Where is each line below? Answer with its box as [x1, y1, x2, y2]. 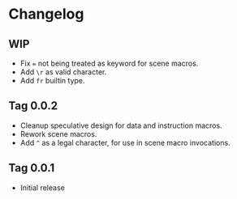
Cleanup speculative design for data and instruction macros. [19, 121, 222, 130]
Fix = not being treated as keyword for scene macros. [19, 58, 199, 68]
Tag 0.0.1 [8, 161, 55, 175]
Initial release [19, 183, 65, 193]
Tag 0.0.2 [8, 99, 58, 113]
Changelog [8, 5, 84, 23]
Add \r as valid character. [19, 67, 107, 77]
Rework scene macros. [19, 129, 97, 138]
